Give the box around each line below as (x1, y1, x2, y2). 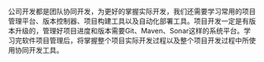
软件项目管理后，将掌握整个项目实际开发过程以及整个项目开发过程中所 (21, 36, 249, 45)
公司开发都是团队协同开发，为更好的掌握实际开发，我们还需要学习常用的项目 (8, 7, 256, 15)
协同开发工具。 (14, 46, 64, 54)
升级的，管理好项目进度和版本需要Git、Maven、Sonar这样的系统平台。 (14, 26, 244, 35)
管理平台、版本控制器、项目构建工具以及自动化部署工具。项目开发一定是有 (8, 16, 249, 26)
